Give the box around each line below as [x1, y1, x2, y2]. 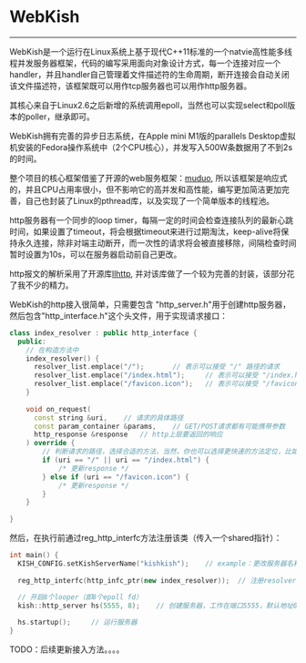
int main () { [9, 551, 59, 560]
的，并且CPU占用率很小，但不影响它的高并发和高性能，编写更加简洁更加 [9, 184, 282, 195]
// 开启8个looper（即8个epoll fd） [17, 593, 143, 602]
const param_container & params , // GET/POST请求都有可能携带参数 [33, 422, 286, 431]
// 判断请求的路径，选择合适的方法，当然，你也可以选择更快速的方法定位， [42, 447, 285, 456]
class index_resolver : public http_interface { [9, 328, 198, 338]
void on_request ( [25, 404, 92, 413]
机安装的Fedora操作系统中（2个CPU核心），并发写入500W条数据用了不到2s [9, 141, 293, 152]
